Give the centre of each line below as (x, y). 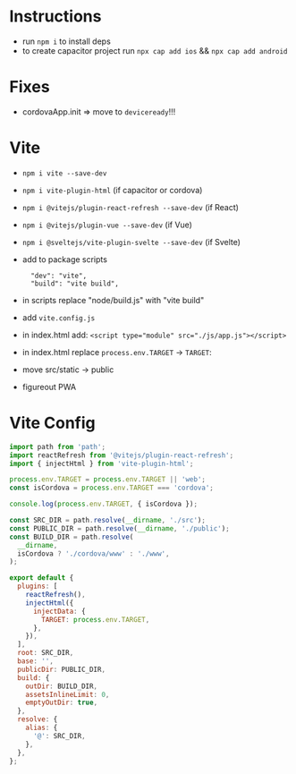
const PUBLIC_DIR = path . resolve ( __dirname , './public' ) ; (119, 528)
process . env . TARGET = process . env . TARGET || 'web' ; (107, 480)
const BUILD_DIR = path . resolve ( (72, 537)
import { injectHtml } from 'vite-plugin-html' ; (101, 464)
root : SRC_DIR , (46, 653)
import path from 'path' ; (57, 447)
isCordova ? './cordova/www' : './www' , (93, 553)
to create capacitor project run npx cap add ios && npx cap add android (155, 50)
